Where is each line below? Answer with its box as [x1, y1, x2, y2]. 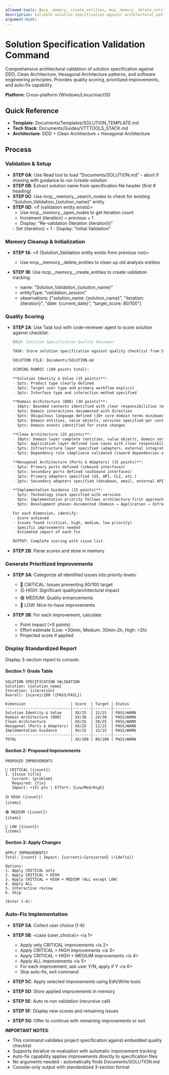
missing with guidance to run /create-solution [12, 177, 107, 183]
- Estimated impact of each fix [12, 530, 80, 535]
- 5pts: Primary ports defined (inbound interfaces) [12, 464, 126, 470]
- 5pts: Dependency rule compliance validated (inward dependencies [12, 450, 159, 456]
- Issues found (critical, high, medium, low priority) [12, 520, 132, 525]
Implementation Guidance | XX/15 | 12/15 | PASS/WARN [5, 728, 136, 733]
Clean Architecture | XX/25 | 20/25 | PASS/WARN [5, 719, 136, 724]
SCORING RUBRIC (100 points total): [12, 367, 90, 372]
